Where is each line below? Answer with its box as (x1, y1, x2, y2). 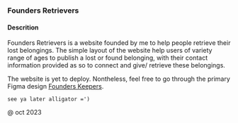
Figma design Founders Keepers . (7, 82, 104, 91)
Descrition (7, 23, 39, 32)
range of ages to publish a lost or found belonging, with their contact (7, 53, 208, 62)
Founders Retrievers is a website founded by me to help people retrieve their (7, 39, 231, 47)
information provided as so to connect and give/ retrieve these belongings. (7, 61, 225, 70)
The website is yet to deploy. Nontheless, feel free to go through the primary (7, 75, 230, 83)
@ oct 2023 (7, 108, 42, 117)
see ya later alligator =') (7, 96, 91, 103)
